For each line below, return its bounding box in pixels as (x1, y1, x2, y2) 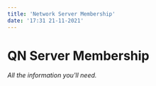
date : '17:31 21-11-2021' (7, 17, 84, 24)
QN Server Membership (7, 48, 150, 64)
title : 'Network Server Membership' (7, 10, 116, 18)
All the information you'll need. (7, 71, 97, 80)
